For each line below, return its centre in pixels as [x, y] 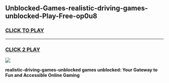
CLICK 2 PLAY [23, 49]
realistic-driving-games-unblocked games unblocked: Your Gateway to [81, 69]
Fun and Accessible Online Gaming [43, 75]
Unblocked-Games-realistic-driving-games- [77, 8]
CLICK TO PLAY [25, 31]
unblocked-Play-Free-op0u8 [51, 16]
